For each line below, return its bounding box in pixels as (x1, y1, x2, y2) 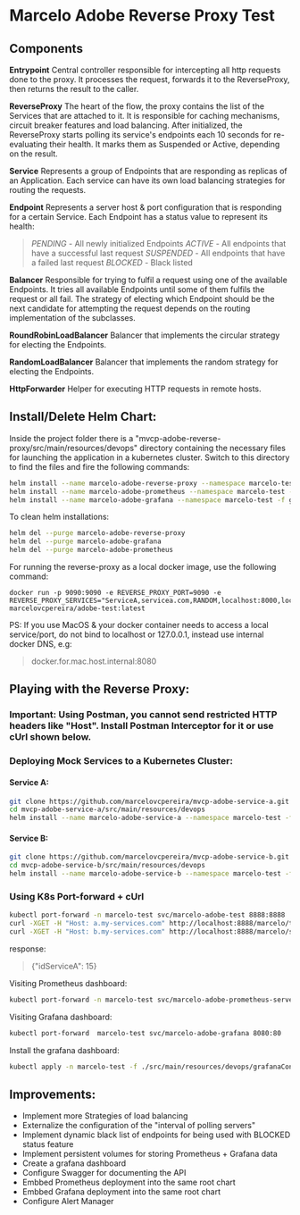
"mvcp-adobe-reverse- (135, 432, 221, 443)
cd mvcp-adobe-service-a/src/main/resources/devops (9, 805, 205, 814)
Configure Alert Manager (21, 1196, 114, 1207)
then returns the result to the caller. (9, 84, 139, 94)
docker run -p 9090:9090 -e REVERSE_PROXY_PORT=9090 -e (9, 589, 221, 598)
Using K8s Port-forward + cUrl (9, 890, 145, 902)
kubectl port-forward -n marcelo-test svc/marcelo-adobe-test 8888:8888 (9, 910, 286, 920)
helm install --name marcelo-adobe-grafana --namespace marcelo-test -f (9, 495, 286, 505)
